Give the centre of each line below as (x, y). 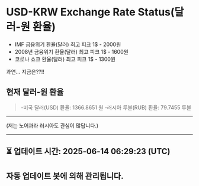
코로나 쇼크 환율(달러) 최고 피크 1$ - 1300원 (65, 59)
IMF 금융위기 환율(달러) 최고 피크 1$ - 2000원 (68, 44)
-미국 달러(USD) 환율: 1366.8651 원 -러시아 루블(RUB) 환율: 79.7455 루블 (106, 107)
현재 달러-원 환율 (35, 92)
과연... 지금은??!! (25, 71)
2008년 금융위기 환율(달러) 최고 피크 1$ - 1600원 (71, 51)
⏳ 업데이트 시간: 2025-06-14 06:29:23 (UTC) (88, 151)
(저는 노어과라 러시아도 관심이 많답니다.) (52, 125)
